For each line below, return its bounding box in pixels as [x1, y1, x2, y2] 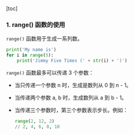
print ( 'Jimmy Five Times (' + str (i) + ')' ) [16, 58, 128, 64]
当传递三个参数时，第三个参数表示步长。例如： [14, 106, 128, 113]
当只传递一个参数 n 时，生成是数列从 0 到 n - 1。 [14, 82, 132, 89]
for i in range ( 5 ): [6, 52, 54, 58]
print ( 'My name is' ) [6, 47, 57, 53]
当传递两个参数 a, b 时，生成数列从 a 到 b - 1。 [14, 94, 128, 101]
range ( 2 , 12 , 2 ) [14, 118, 55, 124]
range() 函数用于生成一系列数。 [6, 35, 83, 42]
